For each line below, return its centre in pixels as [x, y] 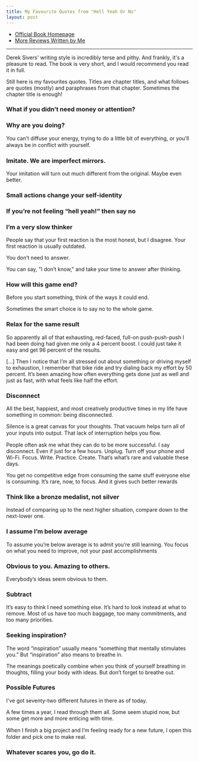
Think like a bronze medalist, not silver [63, 497]
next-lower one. [25, 516]
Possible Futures [31, 687]
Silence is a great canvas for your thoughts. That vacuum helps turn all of [96, 426]
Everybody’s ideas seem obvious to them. [57, 579]
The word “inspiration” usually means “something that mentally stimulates [96, 648]
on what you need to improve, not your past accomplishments [82, 551]
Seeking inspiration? [36, 635]
